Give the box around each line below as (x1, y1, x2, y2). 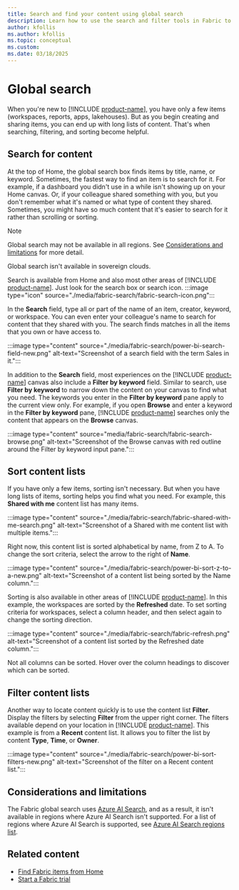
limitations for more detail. (7, 248, 84, 256)
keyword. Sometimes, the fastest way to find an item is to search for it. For (7, 174, 226, 183)
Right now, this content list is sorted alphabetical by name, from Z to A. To (7, 542, 224, 551)
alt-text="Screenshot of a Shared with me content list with (56, 521, 228, 529)
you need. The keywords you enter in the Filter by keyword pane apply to (7, 393, 224, 401)
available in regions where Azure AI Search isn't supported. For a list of (7, 812, 216, 821)
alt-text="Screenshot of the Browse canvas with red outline (46, 437, 222, 446)
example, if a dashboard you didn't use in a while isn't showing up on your (7, 182, 226, 191)
